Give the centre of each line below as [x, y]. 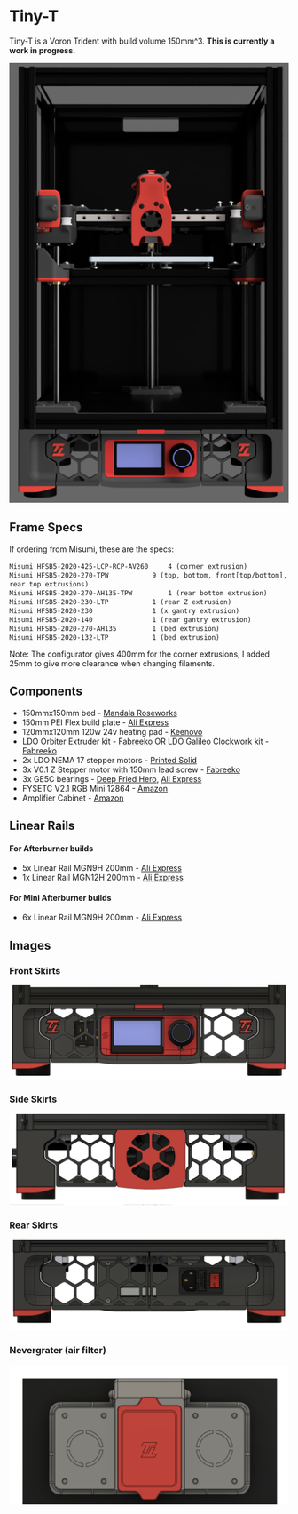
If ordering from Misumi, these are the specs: [92, 549]
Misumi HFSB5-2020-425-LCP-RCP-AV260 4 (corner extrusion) [129, 566]
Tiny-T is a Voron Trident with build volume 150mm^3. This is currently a [142, 41]
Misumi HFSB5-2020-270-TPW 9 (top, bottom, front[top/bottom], [149, 575]
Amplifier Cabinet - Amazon [73, 798]
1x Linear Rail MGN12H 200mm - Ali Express [102, 878]
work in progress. [43, 50]
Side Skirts [33, 1099]
